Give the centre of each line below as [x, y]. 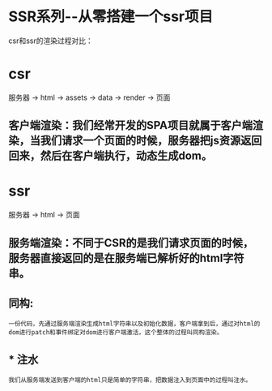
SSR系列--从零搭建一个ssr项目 [111, 17]
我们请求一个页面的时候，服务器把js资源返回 [151, 141]
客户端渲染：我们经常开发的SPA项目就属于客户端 [131, 125]
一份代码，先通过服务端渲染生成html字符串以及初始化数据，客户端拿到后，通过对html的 [134, 324]
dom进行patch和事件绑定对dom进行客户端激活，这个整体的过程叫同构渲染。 [116, 333]
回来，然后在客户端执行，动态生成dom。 [110, 156]
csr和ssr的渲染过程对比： [51, 41]
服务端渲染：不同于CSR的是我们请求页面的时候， [131, 243]
